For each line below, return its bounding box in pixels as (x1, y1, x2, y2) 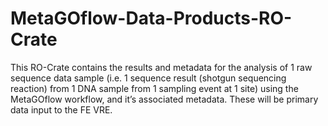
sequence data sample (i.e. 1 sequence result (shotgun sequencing (10, 72, 287, 84)
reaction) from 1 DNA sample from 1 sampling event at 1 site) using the (10, 82, 299, 94)
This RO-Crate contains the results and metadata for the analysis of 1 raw (10, 61, 313, 73)
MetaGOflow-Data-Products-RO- (10, 7, 293, 30)
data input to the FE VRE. (10, 103, 113, 116)
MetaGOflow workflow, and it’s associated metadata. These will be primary (10, 93, 319, 105)
